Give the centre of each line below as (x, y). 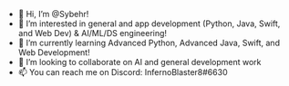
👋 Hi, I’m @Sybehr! (53, 14)
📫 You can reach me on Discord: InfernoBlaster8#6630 (123, 72)
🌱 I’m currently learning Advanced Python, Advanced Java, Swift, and (149, 43)
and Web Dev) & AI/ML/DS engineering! (92, 33)
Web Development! (54, 53)
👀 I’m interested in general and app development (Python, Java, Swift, (149, 24)
